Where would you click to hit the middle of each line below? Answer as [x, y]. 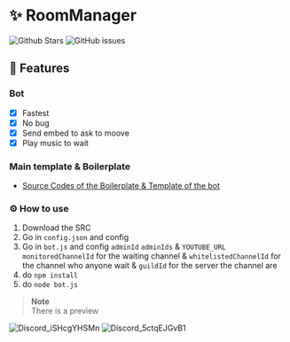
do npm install [50, 275]
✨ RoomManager [73, 16]
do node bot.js [50, 284]
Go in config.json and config [75, 237]
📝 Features [39, 69]
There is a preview [65, 311]
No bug [36, 123]
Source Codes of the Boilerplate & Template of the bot [121, 186]
